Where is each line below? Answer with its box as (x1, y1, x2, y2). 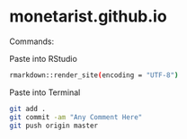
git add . (9, 104, 47, 113)
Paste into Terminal (9, 87, 81, 98)
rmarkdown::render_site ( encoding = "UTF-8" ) (9, 70, 179, 80)
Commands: (9, 36, 55, 47)
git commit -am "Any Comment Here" (9, 112, 143, 122)
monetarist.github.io (9, 6, 168, 27)
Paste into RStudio (9, 53, 78, 64)
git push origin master (9, 121, 99, 130)
